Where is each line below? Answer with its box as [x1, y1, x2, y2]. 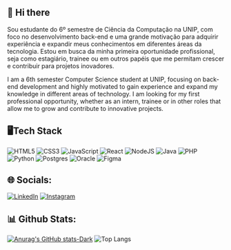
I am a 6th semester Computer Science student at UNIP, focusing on [7, 75, 201, 83]
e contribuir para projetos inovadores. [7, 61, 114, 70]
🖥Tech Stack [7, 125, 63, 137]
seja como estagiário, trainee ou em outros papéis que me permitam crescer [7, 54, 225, 63]
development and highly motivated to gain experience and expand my [19, 82, 219, 90]
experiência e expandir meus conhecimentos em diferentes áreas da [7, 39, 202, 48]
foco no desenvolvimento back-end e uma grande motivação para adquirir [7, 32, 219, 41]
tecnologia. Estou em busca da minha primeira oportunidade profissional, [7, 47, 216, 55]
